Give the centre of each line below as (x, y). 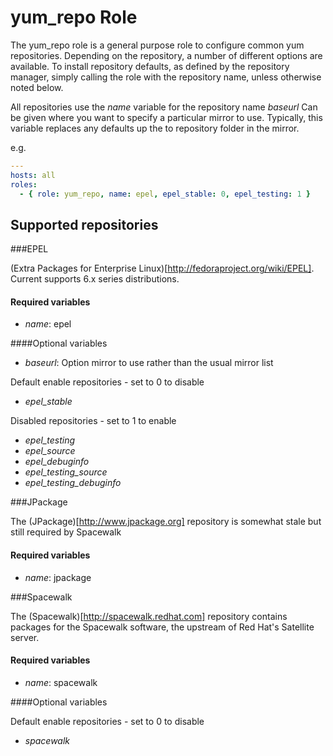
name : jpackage (58, 577)
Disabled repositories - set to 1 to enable (93, 421)
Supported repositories (84, 224)
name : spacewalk (61, 682)
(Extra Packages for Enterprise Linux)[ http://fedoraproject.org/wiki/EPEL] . (162, 268)
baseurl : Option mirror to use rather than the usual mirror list (149, 363)
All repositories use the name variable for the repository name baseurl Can (164, 107)
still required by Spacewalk (66, 532)
